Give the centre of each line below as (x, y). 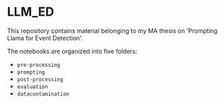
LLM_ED (31, 12)
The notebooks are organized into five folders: (72, 51)
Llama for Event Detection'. (45, 38)
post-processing (40, 79)
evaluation (32, 87)
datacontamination (43, 94)
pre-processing (39, 65)
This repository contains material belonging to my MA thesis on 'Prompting (112, 31)
